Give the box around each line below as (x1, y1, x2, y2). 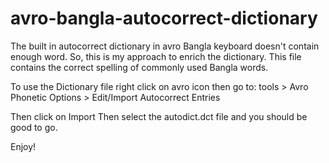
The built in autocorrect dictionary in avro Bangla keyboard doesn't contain (10, 40, 320, 52)
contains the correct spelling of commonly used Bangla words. (10, 61, 269, 73)
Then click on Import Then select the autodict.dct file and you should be (10, 110, 308, 122)
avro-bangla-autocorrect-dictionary (10, 7, 318, 30)
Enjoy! (10, 140, 37, 152)
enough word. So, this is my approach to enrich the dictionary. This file (10, 50, 302, 62)
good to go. (10, 121, 58, 133)
